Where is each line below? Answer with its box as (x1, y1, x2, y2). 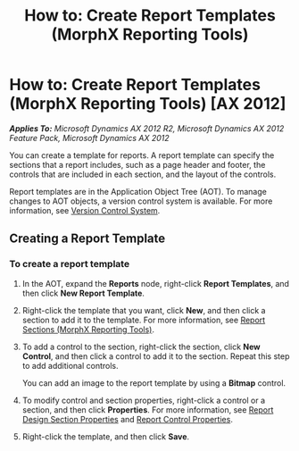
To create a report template (9, 258, 130, 271)
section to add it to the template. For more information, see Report (21, 314, 266, 325)
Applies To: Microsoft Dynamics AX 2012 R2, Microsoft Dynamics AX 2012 (9, 122, 285, 134)
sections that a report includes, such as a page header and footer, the (9, 159, 266, 170)
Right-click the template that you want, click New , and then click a (21, 305, 266, 315)
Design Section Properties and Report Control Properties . (21, 413, 234, 424)
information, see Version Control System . (9, 205, 161, 215)
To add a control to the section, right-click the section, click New (21, 341, 261, 352)
